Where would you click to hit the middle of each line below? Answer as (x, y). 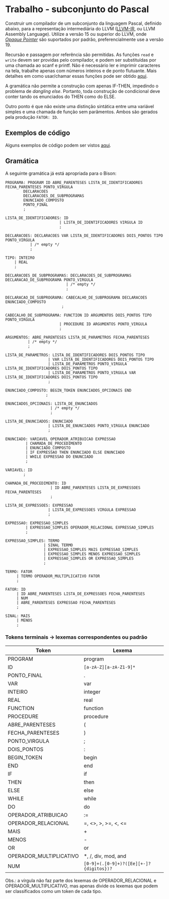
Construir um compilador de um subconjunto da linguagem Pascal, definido (83, 23)
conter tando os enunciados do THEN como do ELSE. (61, 97)
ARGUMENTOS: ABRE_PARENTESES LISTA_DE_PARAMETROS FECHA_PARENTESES (77, 337)
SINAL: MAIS (18, 616)
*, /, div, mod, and (105, 856)
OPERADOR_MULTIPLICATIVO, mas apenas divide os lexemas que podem (82, 886)
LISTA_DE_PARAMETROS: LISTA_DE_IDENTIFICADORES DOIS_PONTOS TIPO (75, 355)
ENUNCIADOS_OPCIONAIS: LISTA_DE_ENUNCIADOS (52, 404)
